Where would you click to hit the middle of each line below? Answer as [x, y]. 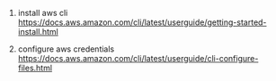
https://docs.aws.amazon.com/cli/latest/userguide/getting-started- [142, 22]
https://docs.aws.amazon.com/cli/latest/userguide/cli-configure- [138, 58]
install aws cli [43, 13]
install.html [38, 32]
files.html [35, 68]
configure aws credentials [66, 49]
